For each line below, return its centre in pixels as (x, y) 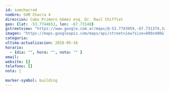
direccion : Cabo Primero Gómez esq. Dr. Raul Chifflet (64, 19)
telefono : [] (19, 66)
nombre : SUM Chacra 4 (28, 15)
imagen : (13, 33)
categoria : (17, 38)
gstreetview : (19, 29)
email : (12, 57)
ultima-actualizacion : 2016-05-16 (42, 43)
